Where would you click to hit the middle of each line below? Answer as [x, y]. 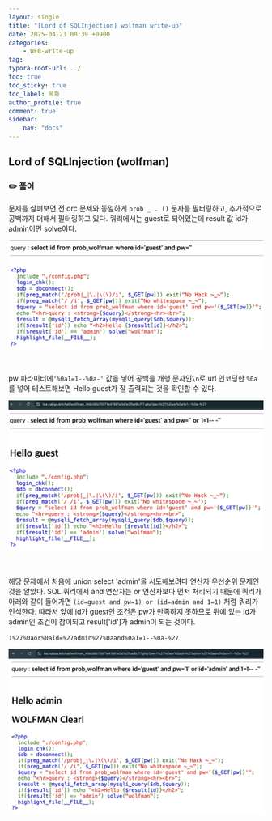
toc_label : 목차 [34, 94]
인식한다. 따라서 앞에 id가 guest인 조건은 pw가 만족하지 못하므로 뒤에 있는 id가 [132, 611]
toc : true [25, 77]
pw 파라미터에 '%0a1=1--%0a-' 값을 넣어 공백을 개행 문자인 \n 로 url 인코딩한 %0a [133, 378]
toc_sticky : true [38, 85]
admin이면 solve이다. [42, 228]
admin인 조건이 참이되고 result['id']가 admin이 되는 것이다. [102, 621]
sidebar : [23, 120]
